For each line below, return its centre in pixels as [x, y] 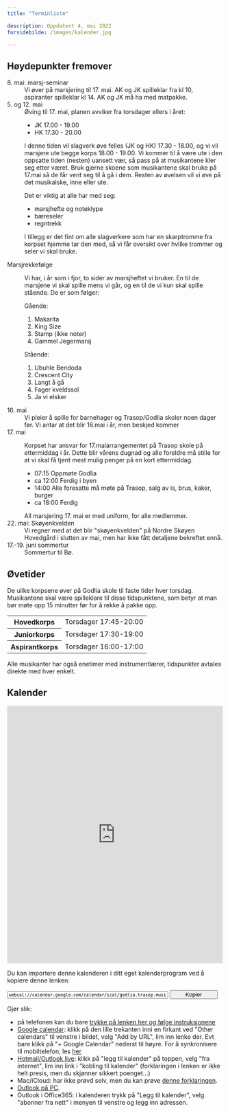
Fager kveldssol [56, 390]
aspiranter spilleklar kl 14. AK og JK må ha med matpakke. [106, 98]
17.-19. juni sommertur [38, 545]
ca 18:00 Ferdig [56, 503]
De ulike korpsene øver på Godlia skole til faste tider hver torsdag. [100, 591]
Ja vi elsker [50, 397]
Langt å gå [49, 383]
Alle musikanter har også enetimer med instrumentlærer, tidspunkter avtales [114, 664]
